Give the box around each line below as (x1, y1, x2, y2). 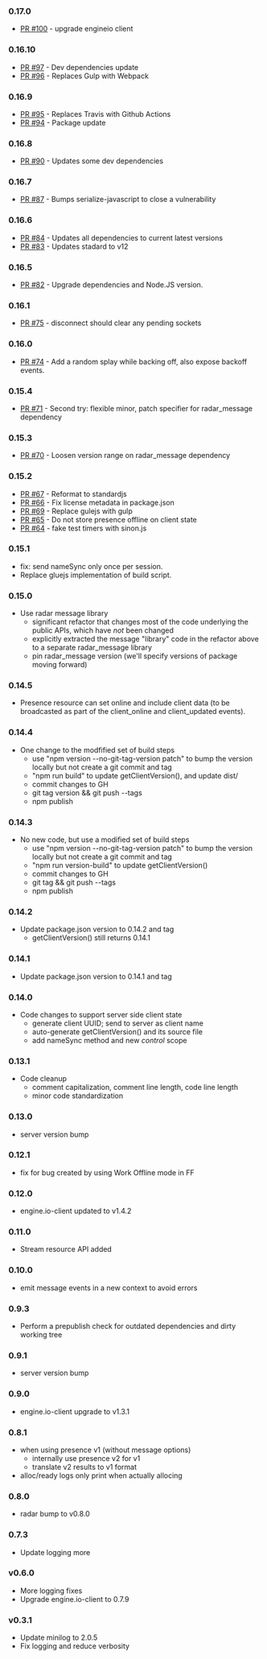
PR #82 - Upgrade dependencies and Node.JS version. (19, 280, 203, 290)
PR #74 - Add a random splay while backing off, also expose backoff (19, 357, 248, 366)
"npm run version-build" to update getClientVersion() (31, 860, 208, 870)
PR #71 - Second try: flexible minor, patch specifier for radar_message (19, 403, 253, 413)
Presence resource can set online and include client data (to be (19, 698, 231, 708)
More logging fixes (19, 1586, 83, 1595)
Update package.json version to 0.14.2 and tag (19, 924, 175, 935)
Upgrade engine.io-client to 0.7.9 (19, 1594, 129, 1603)
